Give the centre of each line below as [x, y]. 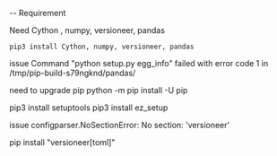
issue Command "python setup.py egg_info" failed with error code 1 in [139, 63]
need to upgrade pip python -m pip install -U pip [99, 90]
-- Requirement [38, 13]
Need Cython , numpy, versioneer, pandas [87, 30]
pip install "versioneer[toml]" [62, 142]
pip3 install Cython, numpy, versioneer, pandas [102, 47]
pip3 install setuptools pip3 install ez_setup [89, 108]
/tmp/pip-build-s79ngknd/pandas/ [73, 73]
